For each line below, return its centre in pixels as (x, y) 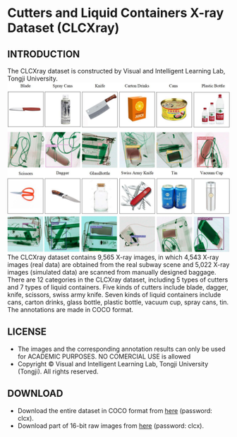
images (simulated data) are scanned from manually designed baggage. (112, 272)
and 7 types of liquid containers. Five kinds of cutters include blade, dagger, (118, 287)
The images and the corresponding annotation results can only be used (121, 349)
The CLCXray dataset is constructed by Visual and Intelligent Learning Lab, (116, 71)
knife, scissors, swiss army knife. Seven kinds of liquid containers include (114, 294)
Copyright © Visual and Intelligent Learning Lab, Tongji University (113, 364)
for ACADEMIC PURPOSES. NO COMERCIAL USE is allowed (104, 356)
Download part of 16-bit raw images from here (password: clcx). (111, 426)
